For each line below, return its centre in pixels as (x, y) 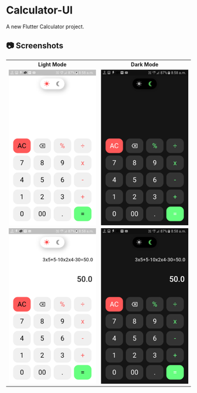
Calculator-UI (40, 10)
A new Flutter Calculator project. (45, 26)
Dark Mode (145, 65)
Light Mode (52, 65)
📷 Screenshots (35, 46)
